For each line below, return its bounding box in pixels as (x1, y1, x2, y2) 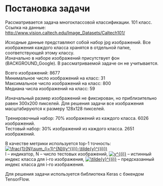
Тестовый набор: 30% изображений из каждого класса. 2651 (5, 125, 134, 131)
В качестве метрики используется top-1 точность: (5, 140, 111, 146)
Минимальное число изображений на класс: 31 (5, 75, 105, 81)
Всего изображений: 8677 (5, 70, 60, 75)
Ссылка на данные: (5, 24, 46, 30)
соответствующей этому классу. (5, 50, 75, 56)
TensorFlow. (5, 176, 30, 182)
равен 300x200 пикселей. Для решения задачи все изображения (5, 100, 144, 106)
